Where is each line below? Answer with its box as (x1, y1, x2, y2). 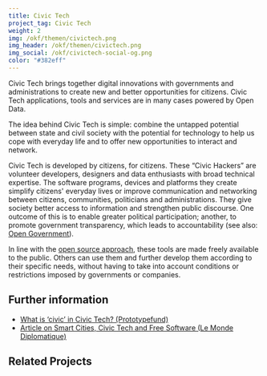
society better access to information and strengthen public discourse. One (8, 203, 254, 212)
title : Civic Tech (8, 11, 70, 20)
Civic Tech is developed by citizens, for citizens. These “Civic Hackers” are (8, 160, 257, 170)
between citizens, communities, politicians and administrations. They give (8, 194, 253, 204)
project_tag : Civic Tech (8, 19, 91, 27)
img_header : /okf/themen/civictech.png (8, 42, 142, 50)
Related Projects (8, 354, 92, 369)
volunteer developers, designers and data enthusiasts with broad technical (8, 169, 255, 179)
